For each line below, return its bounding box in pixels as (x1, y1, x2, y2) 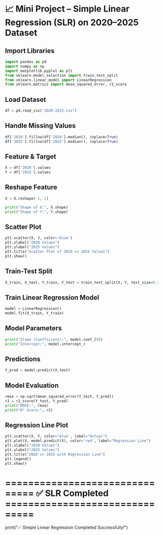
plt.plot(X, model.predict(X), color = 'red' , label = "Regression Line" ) (5, 438, 151, 443)
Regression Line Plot (5, 421, 68, 429)
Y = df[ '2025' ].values (5, 170, 51, 175)
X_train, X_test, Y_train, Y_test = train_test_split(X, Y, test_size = (5, 280, 153, 285)
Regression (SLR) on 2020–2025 (5, 17, 139, 28)
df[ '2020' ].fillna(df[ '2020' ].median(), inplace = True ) (5, 134, 118, 139)
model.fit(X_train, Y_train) (5, 311, 64, 316)
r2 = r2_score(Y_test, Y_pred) (5, 398, 68, 404)
